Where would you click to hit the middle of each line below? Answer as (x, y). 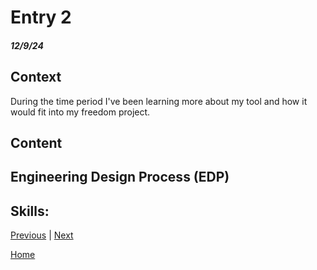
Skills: (30, 211)
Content (36, 142)
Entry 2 (41, 17)
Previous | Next (42, 235)
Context (36, 77)
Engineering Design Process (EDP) (120, 177)
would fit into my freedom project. (80, 112)
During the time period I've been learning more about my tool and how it (159, 101)
